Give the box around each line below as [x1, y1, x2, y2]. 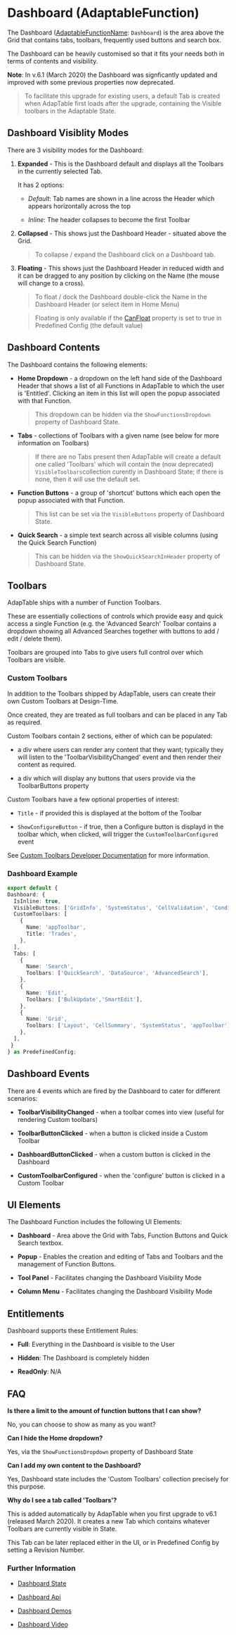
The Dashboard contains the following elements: [7, 360, 147, 369]
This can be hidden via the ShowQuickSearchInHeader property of [34, 552, 221, 560]
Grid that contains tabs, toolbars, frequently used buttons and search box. [7, 35, 221, 44]
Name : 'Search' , [25, 963, 74, 970]
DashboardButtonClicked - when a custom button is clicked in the [17, 1150, 211, 1159]
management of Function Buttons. [17, 1260, 116, 1269]
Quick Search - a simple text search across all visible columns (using [17, 531, 218, 539]
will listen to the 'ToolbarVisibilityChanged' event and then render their [17, 753, 222, 761]
